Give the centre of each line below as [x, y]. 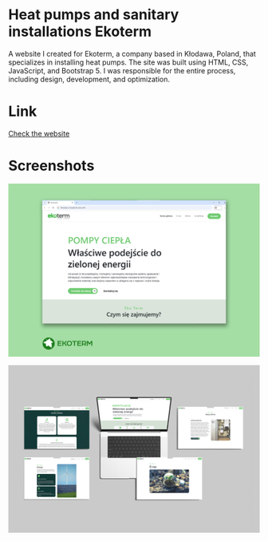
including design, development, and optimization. [89, 79]
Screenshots [51, 166]
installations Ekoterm [80, 32]
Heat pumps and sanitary [94, 15]
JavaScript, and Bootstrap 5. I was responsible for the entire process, [122, 70]
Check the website [39, 133]
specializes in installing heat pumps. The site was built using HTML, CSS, [128, 62]
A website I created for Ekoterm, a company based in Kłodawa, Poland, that [132, 53]
